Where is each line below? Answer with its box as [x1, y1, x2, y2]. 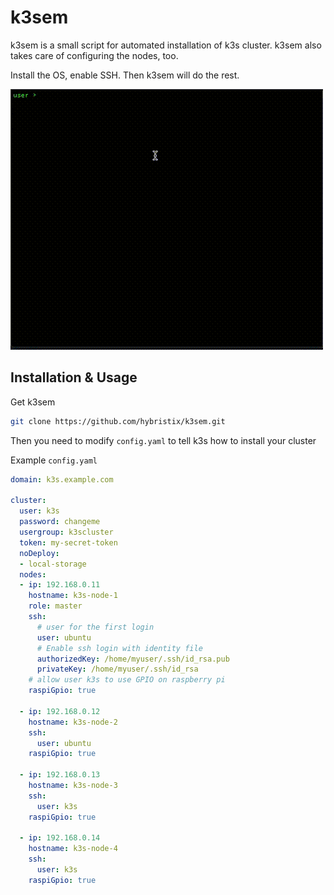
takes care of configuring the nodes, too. [10, 49, 179, 61]
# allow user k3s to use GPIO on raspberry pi [28, 675, 226, 685]
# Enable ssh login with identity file [36, 643, 203, 653]
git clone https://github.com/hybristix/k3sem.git [10, 416, 226, 426]
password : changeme [19, 517, 101, 527]
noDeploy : [19, 548, 60, 558]
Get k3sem [10, 396, 56, 408]
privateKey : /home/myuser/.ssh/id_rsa [36, 664, 199, 675]
